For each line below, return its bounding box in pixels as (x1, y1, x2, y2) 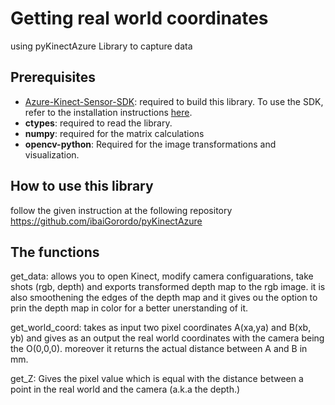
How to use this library (10, 178, 154, 195)
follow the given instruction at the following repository (10, 204, 233, 216)
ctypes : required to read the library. (24, 117, 173, 129)
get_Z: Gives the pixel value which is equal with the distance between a (10, 373, 304, 385)
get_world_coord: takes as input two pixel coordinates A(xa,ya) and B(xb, (10, 322, 312, 334)
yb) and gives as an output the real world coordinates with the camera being (10, 332, 325, 344)
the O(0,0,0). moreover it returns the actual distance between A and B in (10, 343, 308, 355)
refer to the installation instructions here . (24, 106, 193, 118)
